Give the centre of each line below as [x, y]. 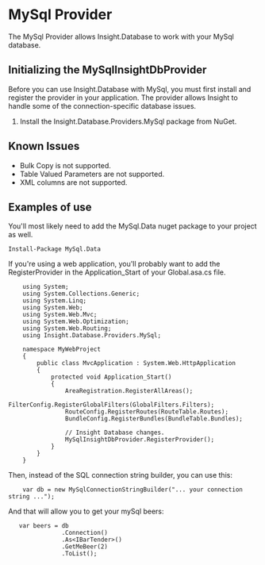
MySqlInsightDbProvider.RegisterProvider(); [140, 440]
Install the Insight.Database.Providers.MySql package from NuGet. [128, 121]
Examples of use [50, 207]
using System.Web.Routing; [67, 329]
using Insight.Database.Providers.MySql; [92, 336]
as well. [21, 235]
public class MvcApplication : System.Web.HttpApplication [136, 363]
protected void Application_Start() [111, 377]
